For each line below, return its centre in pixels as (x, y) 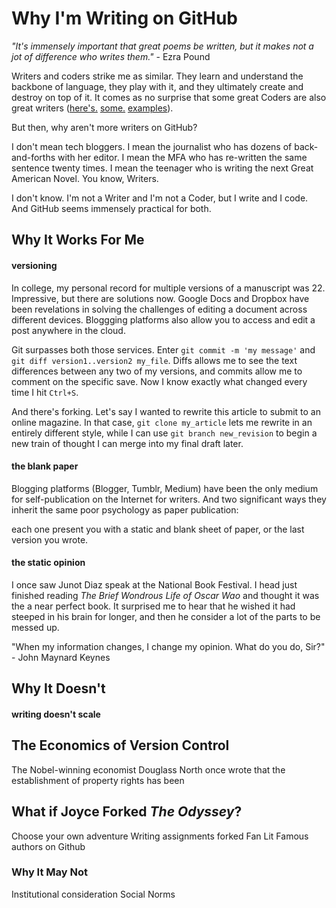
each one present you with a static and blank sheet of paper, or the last (158, 529)
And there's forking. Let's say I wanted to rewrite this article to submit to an (166, 411)
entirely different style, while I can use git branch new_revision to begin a (164, 433)
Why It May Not (49, 872)
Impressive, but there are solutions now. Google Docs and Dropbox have (160, 298)
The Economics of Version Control (120, 745)
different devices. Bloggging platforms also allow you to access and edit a (163, 319)
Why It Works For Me (78, 240)
